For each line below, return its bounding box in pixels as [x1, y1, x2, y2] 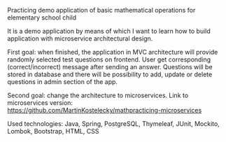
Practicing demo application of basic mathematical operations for [7, 6, 196, 14]
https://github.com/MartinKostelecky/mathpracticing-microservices [7, 106, 202, 114]
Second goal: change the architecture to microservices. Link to [7, 91, 189, 99]
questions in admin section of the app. [7, 78, 118, 86]
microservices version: [7, 99, 73, 107]
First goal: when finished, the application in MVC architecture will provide [7, 48, 218, 56]
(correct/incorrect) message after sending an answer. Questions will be [7, 63, 213, 71]
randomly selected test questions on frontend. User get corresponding [7, 55, 211, 64]
